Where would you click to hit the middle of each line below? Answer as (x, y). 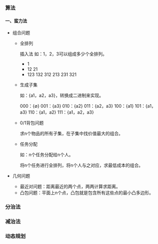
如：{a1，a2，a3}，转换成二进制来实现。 (62, 95)
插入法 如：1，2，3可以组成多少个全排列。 (63, 54)
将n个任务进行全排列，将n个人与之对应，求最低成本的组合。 (81, 165)
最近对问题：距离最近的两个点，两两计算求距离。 (70, 187)
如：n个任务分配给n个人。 (47, 155)
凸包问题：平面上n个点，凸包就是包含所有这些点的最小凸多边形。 (86, 193)
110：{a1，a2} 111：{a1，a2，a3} (61, 112)
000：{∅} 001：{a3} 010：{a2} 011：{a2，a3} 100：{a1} (77, 106)
